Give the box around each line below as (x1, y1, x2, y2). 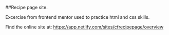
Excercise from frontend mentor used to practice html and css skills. (5, 14, 150, 20)
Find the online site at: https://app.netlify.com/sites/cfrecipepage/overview (5, 24, 164, 30)
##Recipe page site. (5, 5, 48, 10)
